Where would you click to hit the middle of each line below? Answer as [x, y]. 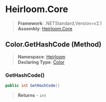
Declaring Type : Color [41, 62]
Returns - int [32, 95]
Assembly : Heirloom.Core [45, 28]
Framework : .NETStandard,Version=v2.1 [60, 23]
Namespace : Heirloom [42, 57]
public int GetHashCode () [32, 86]
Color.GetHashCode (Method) [54, 45]
